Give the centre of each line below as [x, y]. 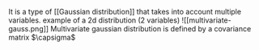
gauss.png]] [29, 29]
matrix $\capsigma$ [42, 37]
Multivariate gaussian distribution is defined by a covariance [151, 29]
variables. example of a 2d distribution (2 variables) [94, 20]
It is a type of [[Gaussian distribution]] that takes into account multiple [125, 12]
